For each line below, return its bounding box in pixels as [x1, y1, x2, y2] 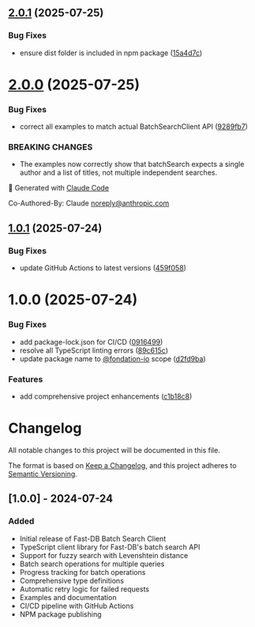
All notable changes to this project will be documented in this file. [8, 445, 221, 455]
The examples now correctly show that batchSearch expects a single [19, 160, 245, 169]
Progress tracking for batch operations [19, 567, 146, 576]
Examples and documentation [19, 592, 117, 602]
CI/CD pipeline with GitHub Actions [19, 601, 134, 610]
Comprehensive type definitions [19, 576, 125, 585]
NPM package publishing [19, 609, 102, 619]
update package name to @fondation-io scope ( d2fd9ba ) [19, 353, 207, 363]
